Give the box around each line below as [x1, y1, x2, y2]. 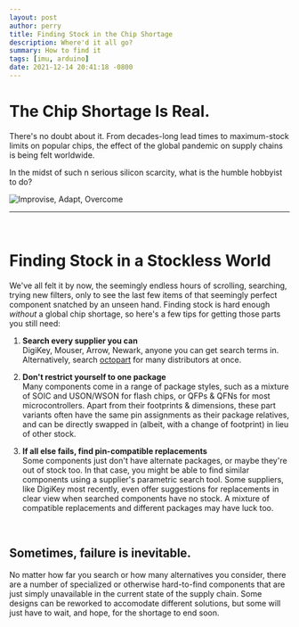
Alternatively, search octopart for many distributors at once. [21, 354, 242, 365]
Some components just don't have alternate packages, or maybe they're [21, 455, 287, 466]
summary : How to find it [9, 46, 101, 55]
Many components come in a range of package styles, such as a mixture [21, 381, 289, 392]
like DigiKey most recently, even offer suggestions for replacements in [21, 483, 279, 494]
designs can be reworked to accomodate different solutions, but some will [9, 598, 281, 608]
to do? [9, 176, 33, 187]
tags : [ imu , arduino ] [9, 54, 90, 63]
